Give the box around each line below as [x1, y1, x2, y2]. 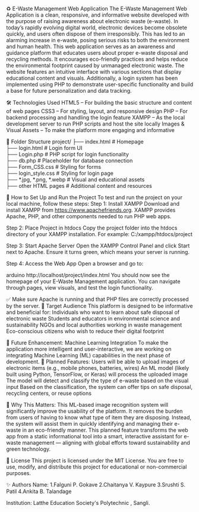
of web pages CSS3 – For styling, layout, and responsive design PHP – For [6, 108, 188, 115]
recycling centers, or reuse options [6, 390, 92, 397]
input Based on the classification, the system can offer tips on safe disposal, [6, 384, 193, 390]
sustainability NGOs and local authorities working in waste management [6, 321, 182, 328]
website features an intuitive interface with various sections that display [6, 68, 182, 75]
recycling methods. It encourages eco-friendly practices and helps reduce [6, 56, 188, 62]
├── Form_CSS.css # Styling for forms [6, 164, 102, 170]
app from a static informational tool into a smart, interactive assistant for [6, 433, 183, 439]
